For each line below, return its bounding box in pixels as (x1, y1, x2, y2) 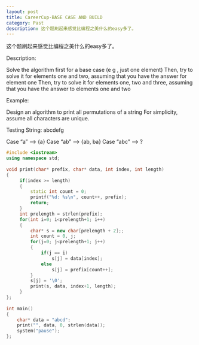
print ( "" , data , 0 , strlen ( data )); (17, 322, 106, 328)
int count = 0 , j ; (30, 233, 76, 240)
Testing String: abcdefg (6, 126, 64, 134)
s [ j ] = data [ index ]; (51, 255, 103, 261)
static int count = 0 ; (30, 189, 87, 195)
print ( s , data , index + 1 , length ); (30, 283, 117, 289)
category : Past (6, 20, 44, 26)
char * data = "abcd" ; (17, 317, 71, 323)
